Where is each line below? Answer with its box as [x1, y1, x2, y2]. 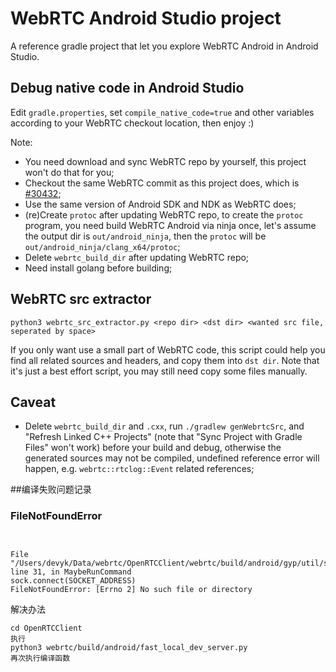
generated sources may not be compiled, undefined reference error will [24, 452, 320, 464]
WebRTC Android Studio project [10, 7, 282, 30]
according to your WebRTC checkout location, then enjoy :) [10, 117, 255, 129]
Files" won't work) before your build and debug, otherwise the [24, 442, 282, 454]
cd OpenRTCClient [10, 623, 83, 633]
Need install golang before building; [24, 262, 173, 274]
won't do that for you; [24, 166, 115, 178]
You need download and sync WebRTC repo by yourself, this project [24, 155, 307, 167]
